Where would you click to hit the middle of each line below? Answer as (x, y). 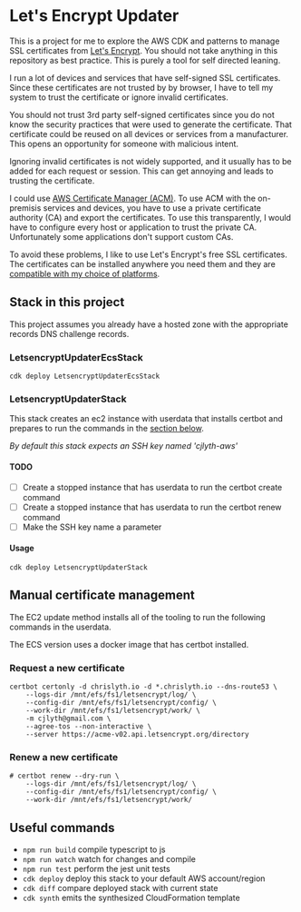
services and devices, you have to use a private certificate (152, 208)
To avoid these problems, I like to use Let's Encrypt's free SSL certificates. (148, 254)
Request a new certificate (67, 668)
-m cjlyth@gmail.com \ (68, 719)
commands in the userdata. (60, 627)
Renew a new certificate (64, 757)
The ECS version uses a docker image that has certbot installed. (129, 644)
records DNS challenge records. (69, 333)
